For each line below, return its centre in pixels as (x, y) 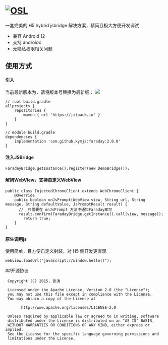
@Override (25, 195)
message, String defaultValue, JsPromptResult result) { (66, 204)
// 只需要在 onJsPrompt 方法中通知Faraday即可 (65, 210)
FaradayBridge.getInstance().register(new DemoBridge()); (67, 168)
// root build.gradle (28, 101)
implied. (14, 330)
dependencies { (21, 137)
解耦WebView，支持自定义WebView (43, 180)
